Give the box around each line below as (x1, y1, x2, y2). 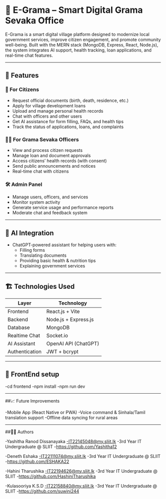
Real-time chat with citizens (12, 168, 69, 174)
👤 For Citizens (5, 86, 40, 93)
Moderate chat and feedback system (12, 210, 87, 216)
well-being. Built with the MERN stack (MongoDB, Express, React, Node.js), (5, 42, 159, 47)
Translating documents (19, 252, 67, 259)
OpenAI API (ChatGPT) (46, 340, 100, 347)
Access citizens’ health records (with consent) (12, 158, 107, 164)
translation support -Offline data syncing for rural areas (5, 414, 118, 420)
